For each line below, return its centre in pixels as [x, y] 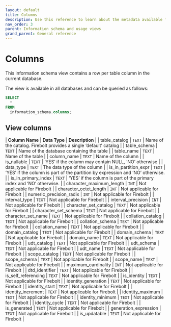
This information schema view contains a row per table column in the [78, 73]
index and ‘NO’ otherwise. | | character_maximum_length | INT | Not [76, 184]
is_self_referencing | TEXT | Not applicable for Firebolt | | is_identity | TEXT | [83, 275]
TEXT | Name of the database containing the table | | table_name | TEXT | [80, 151]
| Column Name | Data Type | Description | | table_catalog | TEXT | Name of [84, 140]
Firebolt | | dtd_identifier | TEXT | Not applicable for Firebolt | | [69, 270]
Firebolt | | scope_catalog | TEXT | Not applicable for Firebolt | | [70, 254]
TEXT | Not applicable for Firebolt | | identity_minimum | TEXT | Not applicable [85, 297]
